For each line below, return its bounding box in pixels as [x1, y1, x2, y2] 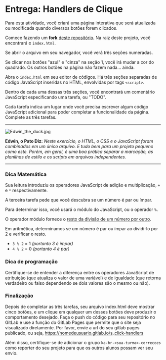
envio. [5, 350, 18, 356]
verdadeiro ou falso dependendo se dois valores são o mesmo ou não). [5, 280, 150, 286]
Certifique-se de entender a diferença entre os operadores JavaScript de [5, 269, 154, 275]
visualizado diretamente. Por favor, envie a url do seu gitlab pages [5, 324, 140, 330]
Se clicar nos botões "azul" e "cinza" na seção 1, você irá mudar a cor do [5, 59, 154, 65]
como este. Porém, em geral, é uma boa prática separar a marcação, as [5, 149, 153, 154]
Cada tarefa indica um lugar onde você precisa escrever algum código [5, 103, 149, 109]
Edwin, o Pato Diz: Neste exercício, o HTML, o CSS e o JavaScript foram [5, 138, 154, 144]
